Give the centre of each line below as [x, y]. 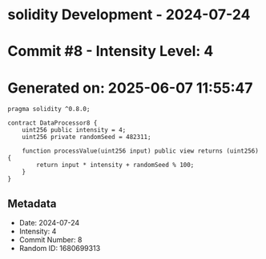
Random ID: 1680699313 [60, 249]
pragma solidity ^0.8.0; [49, 110]
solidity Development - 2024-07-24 [129, 15]
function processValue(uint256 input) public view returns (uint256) [141, 151]
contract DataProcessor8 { [52, 123]
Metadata [32, 203]
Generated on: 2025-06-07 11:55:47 [130, 88]
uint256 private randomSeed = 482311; [87, 137]
